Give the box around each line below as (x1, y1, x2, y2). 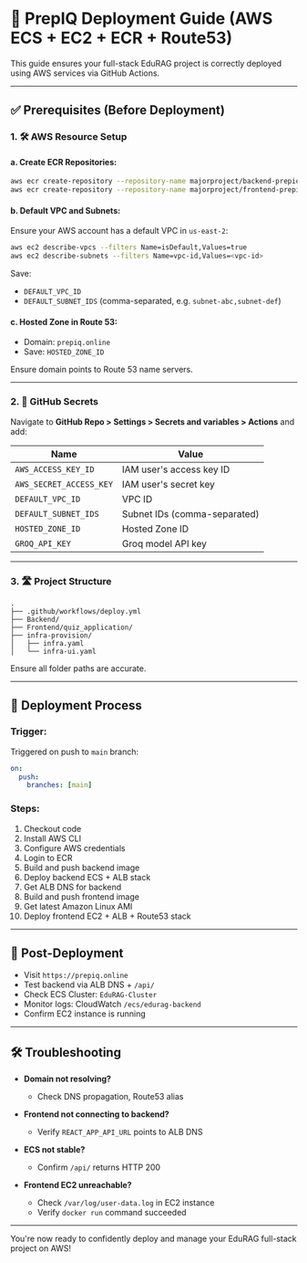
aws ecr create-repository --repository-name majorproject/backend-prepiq (10, 177, 301, 186)
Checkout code (23, 823, 82, 834)
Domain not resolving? (23, 1073, 112, 1085)
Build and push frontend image (23, 890, 140, 902)
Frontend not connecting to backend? (23, 1109, 169, 1120)
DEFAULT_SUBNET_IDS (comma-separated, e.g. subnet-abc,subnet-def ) (23, 296, 281, 307)
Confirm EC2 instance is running (23, 1008, 147, 1019)
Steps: (10, 803, 40, 816)
